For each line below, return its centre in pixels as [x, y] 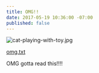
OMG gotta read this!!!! [35, 63]
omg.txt [16, 52]
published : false [28, 23]
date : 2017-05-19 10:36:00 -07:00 [50, 17]
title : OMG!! [23, 12]
